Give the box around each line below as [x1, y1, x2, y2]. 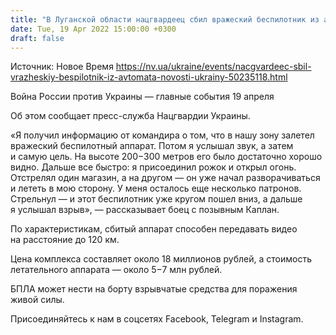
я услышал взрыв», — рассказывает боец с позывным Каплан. [10, 204, 280, 216]
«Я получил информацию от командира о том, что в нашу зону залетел [10, 129, 315, 141]
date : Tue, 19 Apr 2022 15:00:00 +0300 [10, 24, 177, 34]
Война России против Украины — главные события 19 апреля [10, 91, 275, 103]
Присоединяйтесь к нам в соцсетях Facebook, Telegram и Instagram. [10, 313, 304, 325]
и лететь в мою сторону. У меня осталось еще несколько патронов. [10, 182, 302, 195]
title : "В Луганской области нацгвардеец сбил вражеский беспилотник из [10, 14, 320, 25]
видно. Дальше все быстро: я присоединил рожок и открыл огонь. [10, 161, 297, 173]
